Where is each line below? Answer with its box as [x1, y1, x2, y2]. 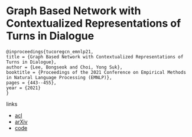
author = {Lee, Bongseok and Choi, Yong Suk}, [6, 64, 123, 70]
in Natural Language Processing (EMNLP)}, [6, 74, 112, 80]
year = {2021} [6, 84, 41, 91]
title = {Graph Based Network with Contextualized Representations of [6, 54, 184, 60]
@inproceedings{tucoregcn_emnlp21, [6, 48, 94, 54]
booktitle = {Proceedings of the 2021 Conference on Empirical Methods [6, 69, 186, 75]
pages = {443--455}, [6, 80, 57, 86]
